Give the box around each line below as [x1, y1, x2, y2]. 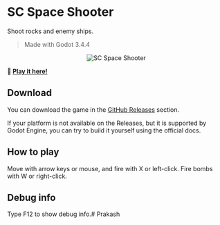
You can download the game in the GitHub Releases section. [7, 105, 180, 114]
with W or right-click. [7, 172, 67, 180]
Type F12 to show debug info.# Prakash [7, 210, 120, 218]
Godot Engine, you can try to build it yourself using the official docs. [7, 126, 201, 135]
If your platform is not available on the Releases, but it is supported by [7, 119, 207, 127]
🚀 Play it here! [7, 67, 48, 75]
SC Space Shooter [7, 4, 114, 20]
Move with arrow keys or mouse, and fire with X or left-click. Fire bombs [7, 164, 213, 173]
